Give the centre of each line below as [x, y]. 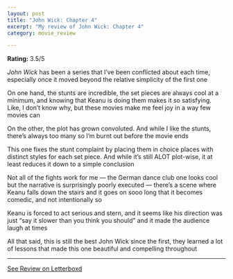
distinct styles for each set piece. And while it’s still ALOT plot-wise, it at [110, 157]
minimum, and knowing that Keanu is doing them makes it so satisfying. [109, 101]
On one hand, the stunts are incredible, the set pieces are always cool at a [113, 93]
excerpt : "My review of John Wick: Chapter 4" [76, 26]
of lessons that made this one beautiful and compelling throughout [102, 249]
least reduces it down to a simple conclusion [71, 164]
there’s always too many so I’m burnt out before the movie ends [98, 136]
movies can [24, 115]
